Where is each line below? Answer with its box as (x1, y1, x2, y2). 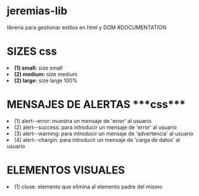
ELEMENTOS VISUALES (7, 163, 125, 176)
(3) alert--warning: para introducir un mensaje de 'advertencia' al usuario (14, 129, 194, 137)
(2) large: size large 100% (14, 77, 78, 84)
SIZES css (7, 45, 57, 58)
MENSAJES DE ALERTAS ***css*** (7, 98, 186, 111)
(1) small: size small (14, 64, 63, 71)
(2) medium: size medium (14, 70, 78, 78)
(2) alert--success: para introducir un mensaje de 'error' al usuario (14, 124, 177, 131)
